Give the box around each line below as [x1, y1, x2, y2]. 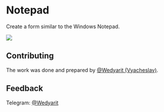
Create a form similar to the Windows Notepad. [6, 23, 120, 30]
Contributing [6, 51, 54, 61]
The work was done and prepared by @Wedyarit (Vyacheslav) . [6, 66, 159, 73]
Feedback [6, 83, 43, 94]
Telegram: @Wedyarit [6, 99, 59, 106]
